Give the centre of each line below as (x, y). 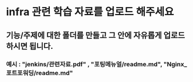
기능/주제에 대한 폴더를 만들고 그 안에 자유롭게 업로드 (96, 35)
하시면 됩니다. (30, 46)
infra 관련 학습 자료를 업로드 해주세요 (90, 12)
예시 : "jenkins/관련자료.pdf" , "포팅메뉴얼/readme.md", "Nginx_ (97, 64)
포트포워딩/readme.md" (40, 73)
